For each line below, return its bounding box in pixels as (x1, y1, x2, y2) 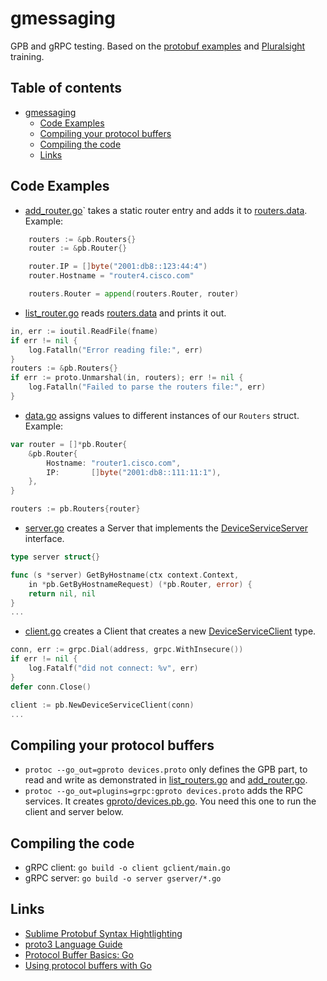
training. (10, 50, 45, 62)
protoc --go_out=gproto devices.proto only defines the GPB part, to (24, 763, 308, 776)
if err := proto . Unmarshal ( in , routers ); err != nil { (10, 373, 244, 383)
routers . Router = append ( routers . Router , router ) (28, 289, 240, 299)
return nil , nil (28, 588, 97, 599)
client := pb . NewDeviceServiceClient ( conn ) (10, 700, 195, 710)
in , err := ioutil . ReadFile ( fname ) (10, 326, 159, 336)
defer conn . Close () (10, 682, 92, 692)
